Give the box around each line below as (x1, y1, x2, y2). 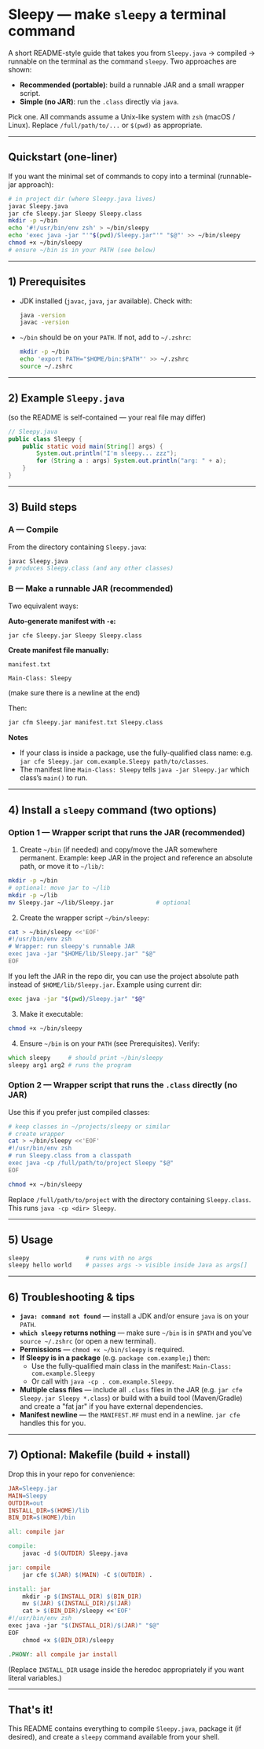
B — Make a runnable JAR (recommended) (8, 583, 174, 594)
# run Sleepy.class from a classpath (8, 1152, 132, 1160)
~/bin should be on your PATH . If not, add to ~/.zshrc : (19, 332, 192, 343)
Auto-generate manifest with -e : (8, 616, 116, 625)
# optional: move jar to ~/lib (8, 884, 111, 892)
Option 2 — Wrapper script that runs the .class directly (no (8, 1080, 238, 1091)
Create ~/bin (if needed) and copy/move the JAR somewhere (19, 845, 218, 854)
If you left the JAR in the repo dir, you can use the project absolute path (8, 971, 240, 981)
